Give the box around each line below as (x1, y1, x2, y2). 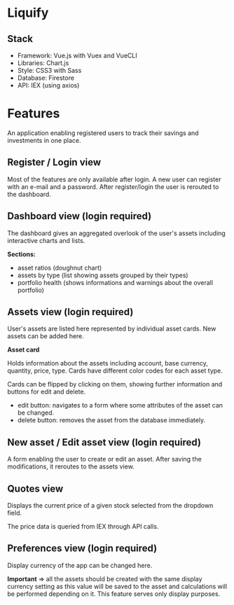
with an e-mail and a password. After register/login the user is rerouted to (7, 182, 219, 190)
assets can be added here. (7, 332, 84, 340)
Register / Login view (7, 156, 102, 169)
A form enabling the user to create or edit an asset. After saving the (7, 455, 202, 464)
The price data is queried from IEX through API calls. (7, 522, 159, 530)
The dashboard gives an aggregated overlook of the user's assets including (7, 229, 226, 237)
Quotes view (7, 482, 64, 494)
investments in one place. (7, 136, 82, 144)
